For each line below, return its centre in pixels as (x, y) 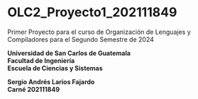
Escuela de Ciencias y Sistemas (55, 68)
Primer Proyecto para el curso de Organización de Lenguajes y (99, 32)
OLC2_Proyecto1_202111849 (92, 12)
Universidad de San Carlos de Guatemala (69, 53)
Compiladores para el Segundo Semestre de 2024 (81, 39)
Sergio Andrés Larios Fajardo (51, 81)
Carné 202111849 (34, 89)
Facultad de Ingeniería (41, 60)
